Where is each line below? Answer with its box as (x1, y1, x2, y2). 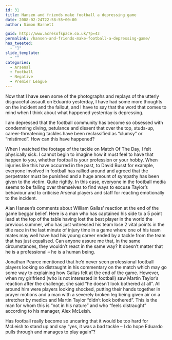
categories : (5, 60, 31, 65)
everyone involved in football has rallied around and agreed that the (5, 168, 148, 174)
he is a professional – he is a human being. (5, 248, 95, 255)
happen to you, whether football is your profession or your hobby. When (5, 156, 158, 163)
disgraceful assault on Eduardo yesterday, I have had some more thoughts (5, 98, 163, 104)
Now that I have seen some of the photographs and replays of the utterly (5, 93, 159, 99)
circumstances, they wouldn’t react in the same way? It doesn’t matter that (5, 243, 163, 249)
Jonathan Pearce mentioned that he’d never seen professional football (5, 258, 154, 265)
